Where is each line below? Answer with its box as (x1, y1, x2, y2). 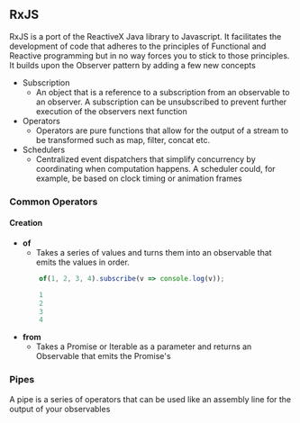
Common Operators (9, 195, 98, 208)
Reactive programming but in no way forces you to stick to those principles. (9, 49, 290, 61)
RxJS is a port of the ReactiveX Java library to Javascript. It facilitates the (9, 31, 282, 41)
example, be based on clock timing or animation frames (35, 173, 242, 184)
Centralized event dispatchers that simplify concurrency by (35, 153, 257, 165)
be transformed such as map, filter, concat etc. (35, 134, 210, 145)
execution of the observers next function (35, 105, 187, 116)
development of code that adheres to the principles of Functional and (9, 40, 267, 51)
